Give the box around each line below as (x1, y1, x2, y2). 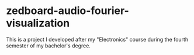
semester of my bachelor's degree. (6, 42, 91, 49)
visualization (6, 16, 70, 30)
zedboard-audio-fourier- (6, 4, 130, 18)
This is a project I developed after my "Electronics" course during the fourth (6, 36, 189, 43)
